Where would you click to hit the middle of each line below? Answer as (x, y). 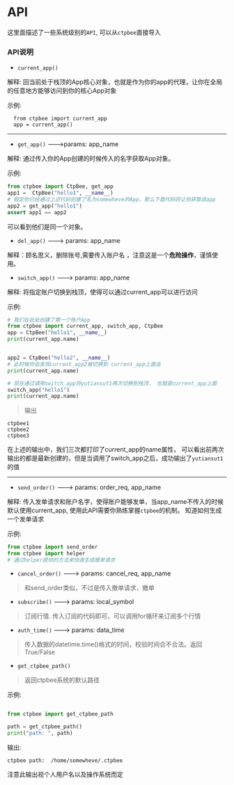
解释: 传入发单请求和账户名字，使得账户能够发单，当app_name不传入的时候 (116, 502)
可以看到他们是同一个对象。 (47, 226)
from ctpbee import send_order (53, 547)
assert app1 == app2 (37, 212)
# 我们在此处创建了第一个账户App (49, 320)
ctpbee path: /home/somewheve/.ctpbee (65, 760)
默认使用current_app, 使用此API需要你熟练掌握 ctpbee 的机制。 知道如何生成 (115, 510)
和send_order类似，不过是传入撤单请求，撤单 (89, 587)
